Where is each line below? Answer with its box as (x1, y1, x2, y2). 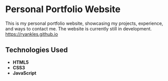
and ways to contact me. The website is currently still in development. (5, 25, 152, 31)
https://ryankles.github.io (5, 31, 59, 37)
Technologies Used (5, 46, 68, 54)
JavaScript (12, 70, 37, 76)
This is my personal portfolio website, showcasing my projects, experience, (5, 20, 163, 26)
